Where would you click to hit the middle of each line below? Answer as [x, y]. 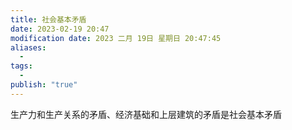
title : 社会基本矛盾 [48, 19]
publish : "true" [44, 85]
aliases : [28, 47]
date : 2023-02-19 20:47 [60, 29]
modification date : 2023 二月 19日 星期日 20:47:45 [116, 38]
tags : [21, 66]
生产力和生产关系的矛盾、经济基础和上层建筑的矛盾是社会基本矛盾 [146, 114]
